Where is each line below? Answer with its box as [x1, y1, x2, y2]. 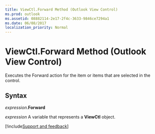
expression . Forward [5, 104, 46, 110]
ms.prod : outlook [5, 12, 40, 17]
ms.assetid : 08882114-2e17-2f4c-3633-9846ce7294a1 [5, 16, 109, 21]
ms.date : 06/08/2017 [5, 20, 47, 26]
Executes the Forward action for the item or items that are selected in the [5, 72, 151, 78]
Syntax [5, 92, 27, 100]
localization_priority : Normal [5, 25, 68, 30]
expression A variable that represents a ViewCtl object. [5, 114, 116, 119]
